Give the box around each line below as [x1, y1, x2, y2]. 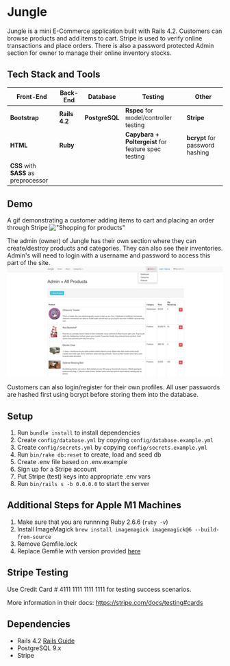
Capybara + [125, 130, 159, 138]
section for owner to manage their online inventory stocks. [7, 49, 172, 57]
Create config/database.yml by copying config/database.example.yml [16, 436, 214, 444]
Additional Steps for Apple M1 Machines [7, 499, 181, 512]
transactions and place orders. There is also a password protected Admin [7, 41, 214, 49]
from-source [16, 533, 51, 540]
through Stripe [7, 224, 48, 232]
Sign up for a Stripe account [16, 465, 97, 474]
